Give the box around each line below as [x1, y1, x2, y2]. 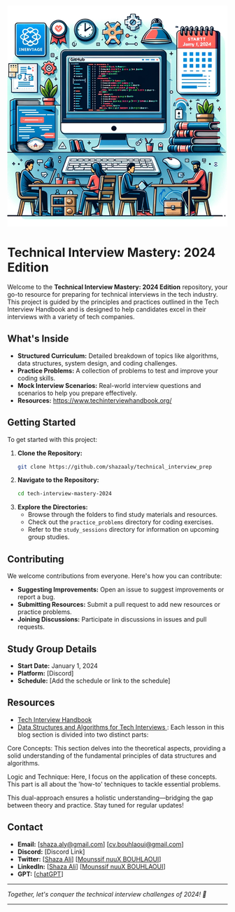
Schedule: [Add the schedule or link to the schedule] [17, 676, 171, 685]
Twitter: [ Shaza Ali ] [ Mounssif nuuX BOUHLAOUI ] [17, 854, 162, 863]
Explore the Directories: [17, 503, 89, 511]
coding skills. [17, 374, 56, 382]
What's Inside [7, 333, 69, 345]
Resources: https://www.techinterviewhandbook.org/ [17, 396, 172, 405]
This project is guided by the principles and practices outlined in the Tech [7, 297, 219, 306]
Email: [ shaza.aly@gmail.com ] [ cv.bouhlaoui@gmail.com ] [17, 840, 184, 848]
